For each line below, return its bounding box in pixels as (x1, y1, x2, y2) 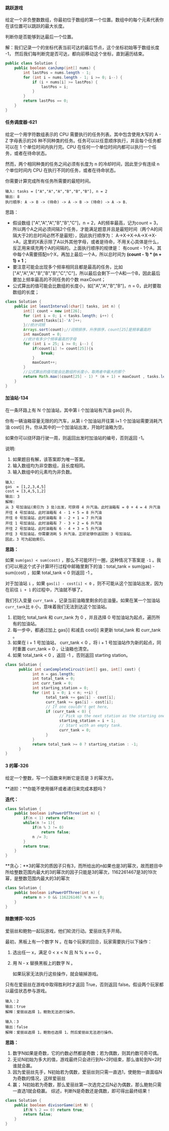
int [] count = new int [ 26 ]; (23, 308, 82, 313)
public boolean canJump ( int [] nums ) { (14, 65, 96, 71)
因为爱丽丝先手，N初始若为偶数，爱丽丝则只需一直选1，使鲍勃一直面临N (12, 1069, 162, 1075)
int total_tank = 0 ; (32, 676, 75, 681)
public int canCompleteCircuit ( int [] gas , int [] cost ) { (18, 667, 141, 672)
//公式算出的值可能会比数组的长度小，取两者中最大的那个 (23, 369, 125, 375)
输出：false (5, 1024, 28, 1030)
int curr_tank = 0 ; (32, 681, 73, 686)
